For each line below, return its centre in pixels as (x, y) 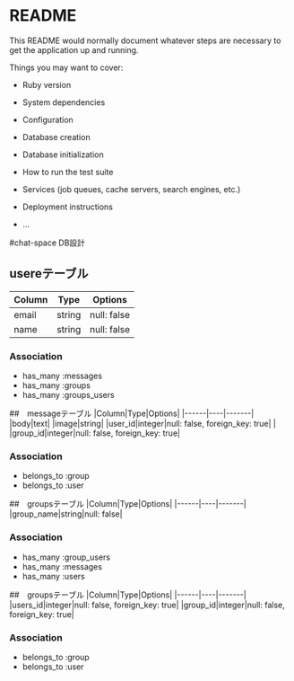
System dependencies (64, 102)
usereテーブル (49, 274)
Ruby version (47, 84)
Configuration (48, 119)
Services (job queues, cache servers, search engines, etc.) (131, 189)
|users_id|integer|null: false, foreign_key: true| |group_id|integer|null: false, (147, 605)
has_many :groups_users (68, 395)
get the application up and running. (74, 49)
